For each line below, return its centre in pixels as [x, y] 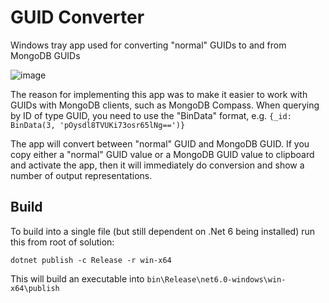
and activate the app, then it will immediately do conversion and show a [157, 165]
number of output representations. [81, 175]
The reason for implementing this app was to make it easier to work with [159, 94]
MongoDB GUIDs [45, 55]
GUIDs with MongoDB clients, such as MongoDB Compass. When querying [165, 105]
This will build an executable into [77, 278]
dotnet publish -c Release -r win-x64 [91, 260]
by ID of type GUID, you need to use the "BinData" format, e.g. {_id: [151, 115]
